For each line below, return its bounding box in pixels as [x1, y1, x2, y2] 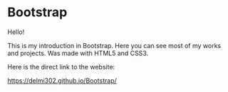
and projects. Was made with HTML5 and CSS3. [7, 49, 149, 57]
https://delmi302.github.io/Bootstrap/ [7, 76, 118, 85]
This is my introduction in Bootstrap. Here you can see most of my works [7, 41, 222, 50]
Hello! [7, 28, 25, 36]
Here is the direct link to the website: [7, 62, 115, 71]
